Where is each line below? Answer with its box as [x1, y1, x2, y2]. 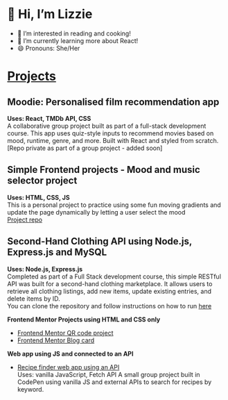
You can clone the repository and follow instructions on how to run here [7, 301, 212, 310]
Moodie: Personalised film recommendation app [7, 96, 220, 108]
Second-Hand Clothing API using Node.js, [7, 235, 193, 247]
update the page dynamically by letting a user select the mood [7, 208, 186, 216]
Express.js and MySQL [7, 247, 107, 258]
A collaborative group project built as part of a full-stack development [7, 122, 207, 130]
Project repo [7, 215, 43, 224]
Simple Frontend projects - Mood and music [7, 164, 201, 176]
